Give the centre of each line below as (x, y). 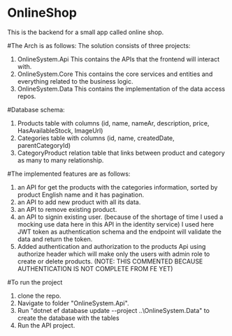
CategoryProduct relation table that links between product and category (121, 153)
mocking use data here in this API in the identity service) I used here (116, 224)
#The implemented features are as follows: (69, 174)
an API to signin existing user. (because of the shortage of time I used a (120, 217)
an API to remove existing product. (67, 209)
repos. (27, 96)
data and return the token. (55, 239)
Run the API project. (46, 325)
